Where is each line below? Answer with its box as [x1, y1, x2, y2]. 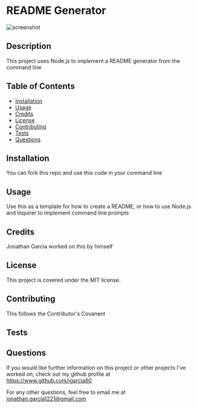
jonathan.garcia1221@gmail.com [6, 395, 86, 402]
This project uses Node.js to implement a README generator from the [6, 57, 180, 64]
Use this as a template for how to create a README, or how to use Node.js [6, 203, 192, 210]
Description [6, 41, 51, 51]
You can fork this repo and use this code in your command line [6, 169, 163, 176]
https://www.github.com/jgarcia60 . [6, 377, 94, 384]
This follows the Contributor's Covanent [6, 309, 106, 317]
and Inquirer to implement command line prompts [6, 209, 129, 216]
